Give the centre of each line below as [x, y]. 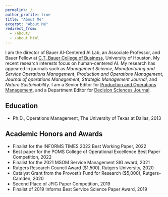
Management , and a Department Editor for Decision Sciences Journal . [78, 90]
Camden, [22, 178]
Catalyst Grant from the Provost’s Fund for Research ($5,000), [77, 173]
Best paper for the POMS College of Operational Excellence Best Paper [86, 152]
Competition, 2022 [32, 157]
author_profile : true [28, 15]
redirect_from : [21, 29]
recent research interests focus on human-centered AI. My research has [80, 63]
